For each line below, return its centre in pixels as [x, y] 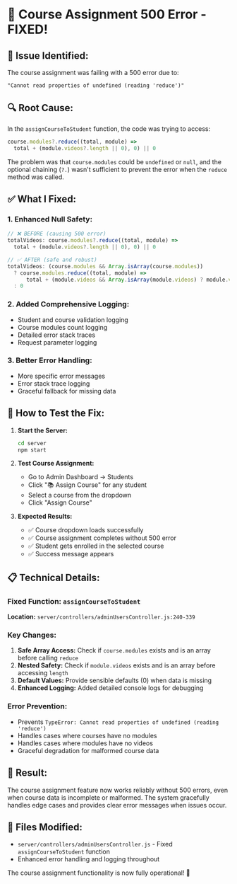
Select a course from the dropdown [80, 495]
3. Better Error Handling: [50, 360]
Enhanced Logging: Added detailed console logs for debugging [110, 688]
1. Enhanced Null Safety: [50, 219]
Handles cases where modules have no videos [85, 743]
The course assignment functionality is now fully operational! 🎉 [99, 873]
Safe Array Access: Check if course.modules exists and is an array [114, 650]
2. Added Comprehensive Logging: [68, 304]
